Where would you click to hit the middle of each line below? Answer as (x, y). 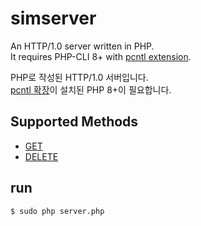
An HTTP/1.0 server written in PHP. (82, 46)
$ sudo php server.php (57, 211)
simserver (53, 18)
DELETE (41, 156)
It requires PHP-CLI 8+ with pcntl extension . (101, 56)
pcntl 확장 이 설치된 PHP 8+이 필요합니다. (91, 89)
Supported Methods (74, 122)
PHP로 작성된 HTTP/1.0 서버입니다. (79, 77)
